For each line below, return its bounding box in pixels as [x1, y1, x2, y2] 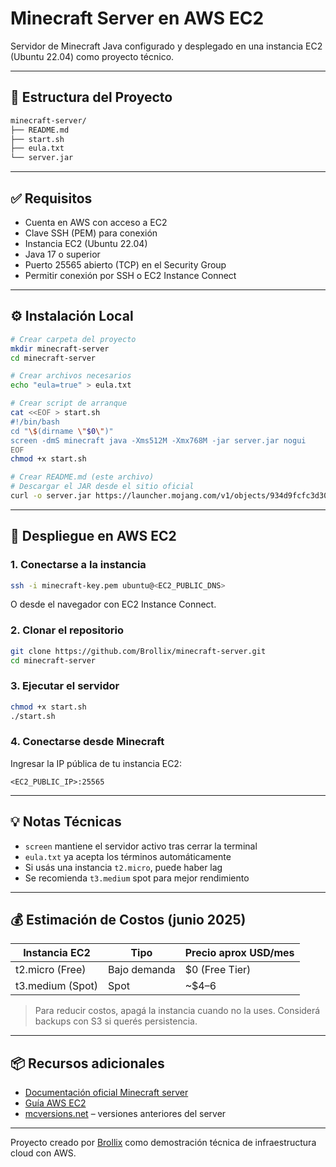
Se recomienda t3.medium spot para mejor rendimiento [24, 872, 250, 884]
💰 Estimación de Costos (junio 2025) [10, 912, 247, 929]
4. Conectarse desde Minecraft [10, 735, 165, 749]
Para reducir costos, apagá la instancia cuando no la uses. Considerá [34, 1005, 321, 1017]
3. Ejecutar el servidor [10, 679, 120, 693]
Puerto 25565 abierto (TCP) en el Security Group [24, 258, 227, 271]
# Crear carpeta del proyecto [10, 334, 137, 344]
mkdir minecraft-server [10, 343, 110, 354]
